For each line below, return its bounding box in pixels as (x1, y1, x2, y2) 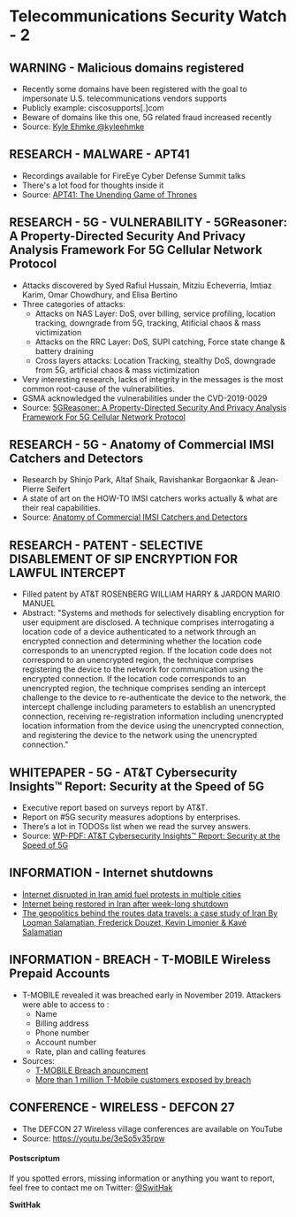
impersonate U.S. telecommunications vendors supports (21, 93, 227, 104)
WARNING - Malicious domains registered (9, 60, 245, 75)
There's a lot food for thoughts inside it (21, 180, 164, 190)
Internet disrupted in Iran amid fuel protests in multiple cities (21, 889, 241, 899)
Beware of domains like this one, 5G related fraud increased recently (21, 112, 272, 122)
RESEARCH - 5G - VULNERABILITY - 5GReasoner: (9, 215, 288, 230)
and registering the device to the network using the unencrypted (21, 730, 258, 741)
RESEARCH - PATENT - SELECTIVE (9, 537, 203, 552)
